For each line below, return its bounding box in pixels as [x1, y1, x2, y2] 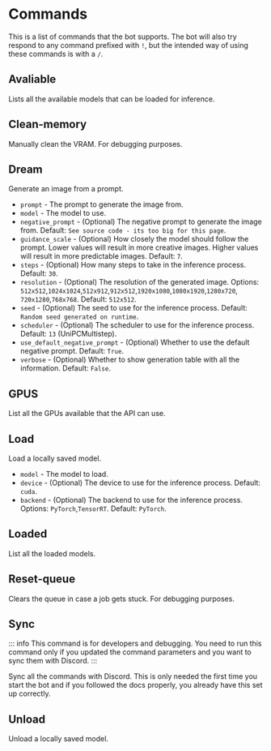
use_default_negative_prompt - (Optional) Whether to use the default [19, 337, 250, 347]
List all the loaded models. [8, 548, 95, 558]
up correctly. [8, 689, 51, 698]
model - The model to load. [19, 470, 109, 478]
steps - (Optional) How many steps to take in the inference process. [19, 260, 247, 270]
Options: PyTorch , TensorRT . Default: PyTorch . [19, 504, 167, 513]
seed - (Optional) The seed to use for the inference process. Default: [19, 303, 248, 313]
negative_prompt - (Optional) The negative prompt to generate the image [19, 217, 262, 227]
